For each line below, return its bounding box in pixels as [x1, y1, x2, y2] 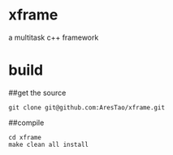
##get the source [8, 88, 67, 97]
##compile [8, 118, 45, 127]
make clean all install [8, 140, 89, 149]
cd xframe [8, 133, 42, 141]
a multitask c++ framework [8, 32, 99, 42]
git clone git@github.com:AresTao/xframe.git [8, 103, 165, 111]
